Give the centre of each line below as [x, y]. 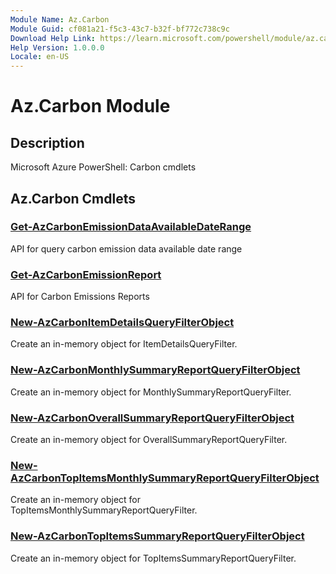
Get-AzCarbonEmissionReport [86, 274]
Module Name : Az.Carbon [60, 19]
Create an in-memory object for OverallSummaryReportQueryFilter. [149, 439]
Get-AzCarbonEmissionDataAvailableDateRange [131, 227]
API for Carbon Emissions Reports [80, 297]
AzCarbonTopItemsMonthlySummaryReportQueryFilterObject [165, 478]
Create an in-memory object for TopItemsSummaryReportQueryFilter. [153, 558]
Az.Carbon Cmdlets [73, 198]
